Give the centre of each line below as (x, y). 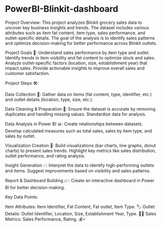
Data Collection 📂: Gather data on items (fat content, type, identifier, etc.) (79, 94)
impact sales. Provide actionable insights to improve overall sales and (75, 68)
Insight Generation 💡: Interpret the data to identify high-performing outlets (80, 165)
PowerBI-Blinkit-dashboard (62, 9)
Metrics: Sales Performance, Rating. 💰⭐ (45, 219)
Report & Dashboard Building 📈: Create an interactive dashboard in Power (80, 180)
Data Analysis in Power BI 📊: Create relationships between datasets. (74, 124)
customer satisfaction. (28, 73)
